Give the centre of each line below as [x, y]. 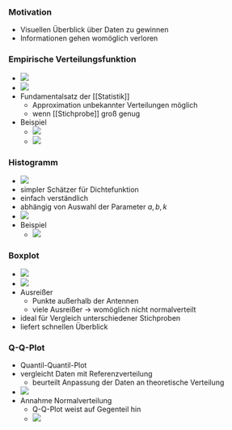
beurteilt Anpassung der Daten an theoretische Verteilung [128, 382]
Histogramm [33, 162]
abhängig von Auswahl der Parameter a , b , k [93, 206]
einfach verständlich [54, 198]
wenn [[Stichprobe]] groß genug [86, 113]
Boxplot [24, 255]
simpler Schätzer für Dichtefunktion [79, 189]
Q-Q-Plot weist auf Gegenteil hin [86, 409]
